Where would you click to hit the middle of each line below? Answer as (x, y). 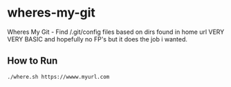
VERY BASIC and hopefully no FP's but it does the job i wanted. (98, 39)
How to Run (33, 61)
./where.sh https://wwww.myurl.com (58, 77)
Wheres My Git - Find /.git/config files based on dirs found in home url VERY (116, 32)
